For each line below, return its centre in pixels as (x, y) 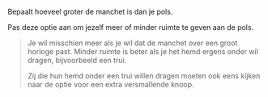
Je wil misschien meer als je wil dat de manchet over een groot (132, 43)
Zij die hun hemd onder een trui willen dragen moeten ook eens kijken (144, 76)
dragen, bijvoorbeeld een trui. (77, 60)
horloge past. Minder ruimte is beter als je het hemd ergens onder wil (143, 51)
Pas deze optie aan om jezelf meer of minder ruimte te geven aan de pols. (131, 27)
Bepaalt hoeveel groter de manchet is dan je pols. (90, 12)
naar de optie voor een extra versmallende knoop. (111, 84)
